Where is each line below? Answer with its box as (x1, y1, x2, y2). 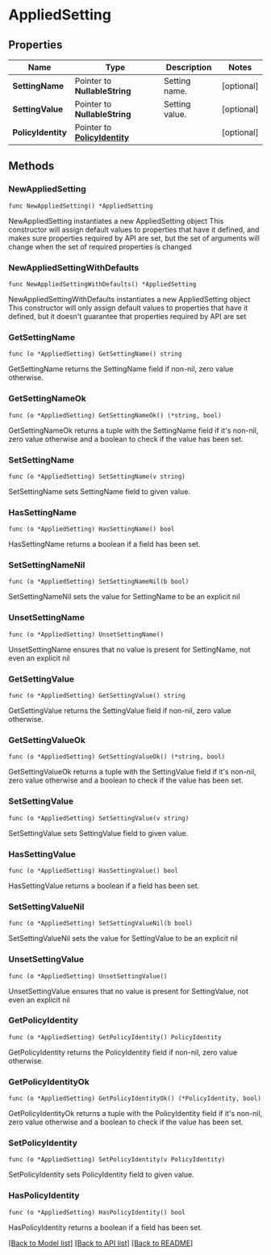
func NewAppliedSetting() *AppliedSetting (8, 202, 153, 210)
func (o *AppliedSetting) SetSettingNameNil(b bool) (8, 577, 190, 586)
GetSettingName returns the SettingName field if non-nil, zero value (8, 364, 234, 374)
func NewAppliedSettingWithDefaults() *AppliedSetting (8, 280, 197, 288)
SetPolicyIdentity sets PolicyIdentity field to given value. (8, 1169, 195, 1180)
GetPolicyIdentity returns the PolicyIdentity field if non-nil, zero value (8, 1047, 238, 1057)
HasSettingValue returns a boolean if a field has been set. (8, 880, 200, 890)
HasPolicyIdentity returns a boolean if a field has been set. (8, 1222, 203, 1232)
